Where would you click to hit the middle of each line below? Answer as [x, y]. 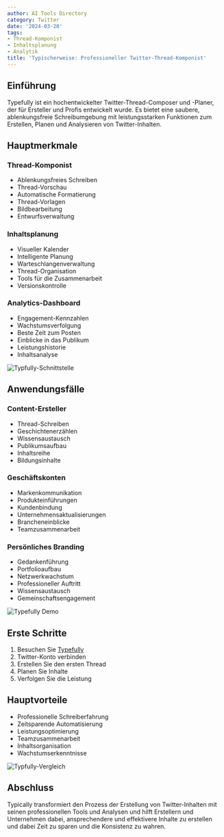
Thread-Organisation [47, 271]
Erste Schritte [37, 633]
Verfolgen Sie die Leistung [54, 678]
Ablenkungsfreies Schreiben [57, 180]
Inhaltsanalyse [37, 354]
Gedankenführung [43, 562]
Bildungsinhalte [39, 460]
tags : [15, 33]
